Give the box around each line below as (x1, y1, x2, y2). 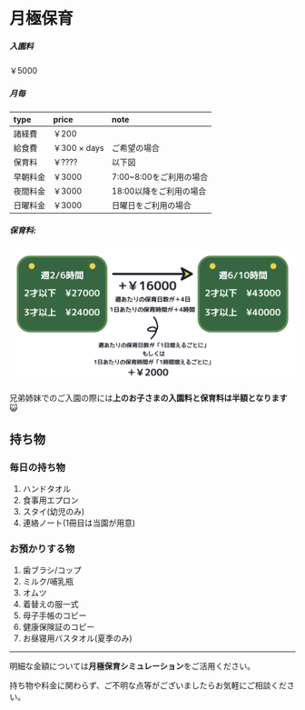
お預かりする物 (9, 542, 75, 555)
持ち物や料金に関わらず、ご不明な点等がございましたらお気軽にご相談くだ (9, 680, 288, 691)
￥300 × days (53, 143, 104, 154)
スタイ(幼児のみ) (22, 506, 85, 517)
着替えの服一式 (22, 599, 79, 610)
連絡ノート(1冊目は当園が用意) (22, 517, 136, 528)
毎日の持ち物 (9, 461, 66, 474)
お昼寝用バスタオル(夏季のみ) (22, 633, 133, 644)
